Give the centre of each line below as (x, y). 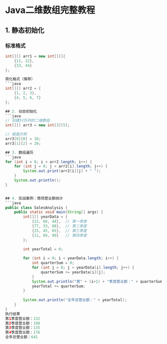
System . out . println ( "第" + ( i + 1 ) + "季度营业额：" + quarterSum (97, 281)
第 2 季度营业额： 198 (23, 323)
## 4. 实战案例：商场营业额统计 (34, 198)
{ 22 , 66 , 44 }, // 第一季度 (59, 222)
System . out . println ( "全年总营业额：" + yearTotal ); (75, 300)
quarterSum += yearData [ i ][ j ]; (73, 272)
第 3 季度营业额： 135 (23, 328)
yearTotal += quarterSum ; (58, 286)
